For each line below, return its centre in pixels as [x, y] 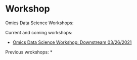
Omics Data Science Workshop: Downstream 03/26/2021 [72, 42]
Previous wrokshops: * [29, 52]
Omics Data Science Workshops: [39, 23]
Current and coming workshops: [39, 32]
